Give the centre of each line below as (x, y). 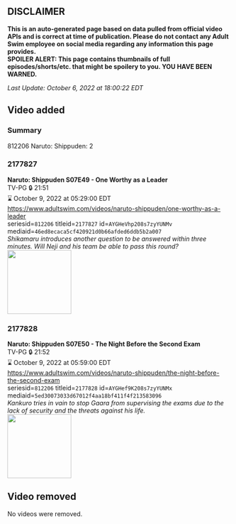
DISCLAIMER (36, 12)
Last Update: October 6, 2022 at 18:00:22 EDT (75, 87)
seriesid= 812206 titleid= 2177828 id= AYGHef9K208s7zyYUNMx (90, 388)
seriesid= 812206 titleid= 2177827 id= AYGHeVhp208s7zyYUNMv (90, 224)
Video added (36, 110)
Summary (25, 131)
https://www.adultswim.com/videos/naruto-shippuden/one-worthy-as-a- (114, 208)
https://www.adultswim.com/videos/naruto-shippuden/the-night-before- (113, 373)
